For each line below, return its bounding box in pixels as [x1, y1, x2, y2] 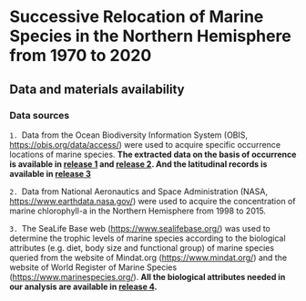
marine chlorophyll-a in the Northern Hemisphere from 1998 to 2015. [9, 205, 267, 216]
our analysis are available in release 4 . [9, 281, 158, 292]
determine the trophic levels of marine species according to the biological [9, 233, 286, 244]
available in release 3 [9, 168, 91, 179]
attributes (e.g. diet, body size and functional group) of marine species [9, 242, 275, 253]
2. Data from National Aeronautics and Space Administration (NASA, [9, 185, 269, 197]
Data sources [9, 109, 70, 121]
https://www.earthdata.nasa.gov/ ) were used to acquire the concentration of [9, 195, 296, 206]
